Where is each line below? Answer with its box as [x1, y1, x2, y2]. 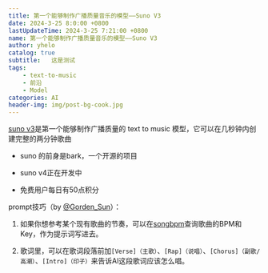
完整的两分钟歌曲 [14, 134, 72, 144]
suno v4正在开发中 [19, 168, 82, 178]
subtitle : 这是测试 [8, 57, 76, 65]
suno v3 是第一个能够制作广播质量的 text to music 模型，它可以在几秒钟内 [8, 124, 250, 134]
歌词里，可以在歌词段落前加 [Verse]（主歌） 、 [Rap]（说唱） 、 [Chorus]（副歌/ [19, 246, 261, 256]
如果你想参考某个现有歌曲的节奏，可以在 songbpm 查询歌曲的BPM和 [19, 219, 242, 229]
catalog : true [8, 49, 56, 57]
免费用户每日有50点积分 [19, 185, 99, 195]
